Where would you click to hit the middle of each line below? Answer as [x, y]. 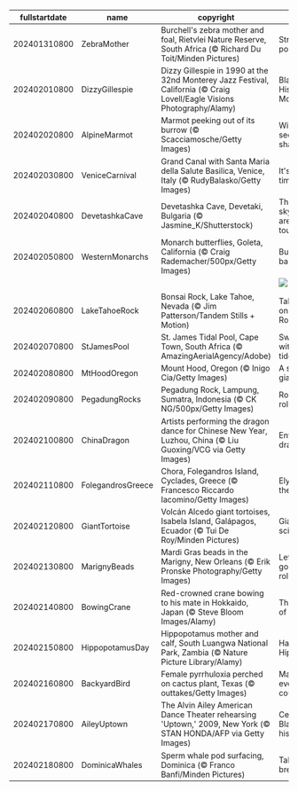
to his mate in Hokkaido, [205, 602]
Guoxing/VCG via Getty [203, 450]
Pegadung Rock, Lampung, [210, 390]
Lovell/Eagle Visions [198, 99]
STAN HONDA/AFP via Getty [212, 733]
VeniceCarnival [109, 175]
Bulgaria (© [182, 216]
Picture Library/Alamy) [202, 662]
